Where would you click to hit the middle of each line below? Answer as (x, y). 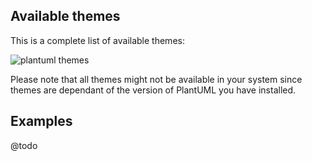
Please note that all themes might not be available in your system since (156, 79)
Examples (41, 121)
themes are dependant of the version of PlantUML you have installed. (153, 90)
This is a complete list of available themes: (97, 40)
